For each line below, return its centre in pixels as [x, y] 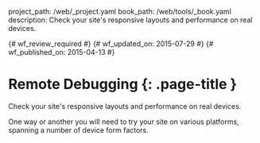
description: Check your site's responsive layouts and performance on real [130, 20]
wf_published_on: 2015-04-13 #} [62, 52]
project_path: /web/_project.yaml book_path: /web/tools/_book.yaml [120, 12]
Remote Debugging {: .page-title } [122, 85]
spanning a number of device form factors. [78, 129]
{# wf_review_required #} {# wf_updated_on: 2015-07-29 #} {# [111, 44]
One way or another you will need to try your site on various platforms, [124, 122]
